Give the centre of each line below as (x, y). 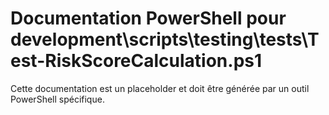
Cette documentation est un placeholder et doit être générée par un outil (160, 88)
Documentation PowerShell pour (148, 18)
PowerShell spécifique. (57, 99)
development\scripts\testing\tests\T (165, 39)
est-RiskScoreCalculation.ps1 (136, 61)
